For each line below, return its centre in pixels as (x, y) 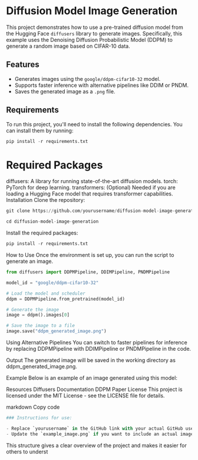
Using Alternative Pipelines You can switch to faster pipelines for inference (97, 342)
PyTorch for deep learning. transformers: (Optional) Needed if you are (91, 188)
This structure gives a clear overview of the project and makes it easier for (96, 445)
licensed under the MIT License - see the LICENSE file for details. (85, 396)
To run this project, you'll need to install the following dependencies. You (94, 124)
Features (23, 65)
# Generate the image (33, 309)
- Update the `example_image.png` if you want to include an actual (92, 434)
